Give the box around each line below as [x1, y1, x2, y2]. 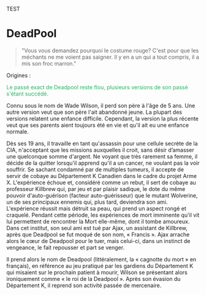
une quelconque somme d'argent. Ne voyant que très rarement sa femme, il [6, 152, 198, 160]
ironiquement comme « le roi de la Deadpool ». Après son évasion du [6, 275, 181, 282]
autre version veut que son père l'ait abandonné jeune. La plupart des [6, 108, 183, 116]
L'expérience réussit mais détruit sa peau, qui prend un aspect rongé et [6, 204, 186, 212]
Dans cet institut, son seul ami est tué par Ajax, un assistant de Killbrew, [6, 224, 188, 231]
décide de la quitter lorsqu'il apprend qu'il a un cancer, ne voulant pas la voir [6, 159, 200, 166]
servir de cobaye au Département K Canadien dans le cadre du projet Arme [6, 172, 197, 179]
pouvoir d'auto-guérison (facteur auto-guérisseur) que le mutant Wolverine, [6, 192, 198, 199]
